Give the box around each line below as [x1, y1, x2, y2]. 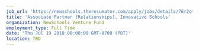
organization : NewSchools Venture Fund [6, 19, 105, 25]
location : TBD [6, 36, 41, 42]
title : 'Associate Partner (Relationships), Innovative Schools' [6, 14, 171, 20]
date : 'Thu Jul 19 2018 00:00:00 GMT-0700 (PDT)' [6, 30, 131, 36]
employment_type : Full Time [6, 25, 76, 31]
